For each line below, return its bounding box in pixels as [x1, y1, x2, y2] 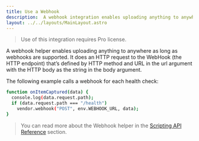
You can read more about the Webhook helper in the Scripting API [20, 122, 182, 129]
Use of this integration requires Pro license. [20, 36, 127, 43]
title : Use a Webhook [6, 8, 60, 15]
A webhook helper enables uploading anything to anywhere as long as [6, 47, 178, 55]
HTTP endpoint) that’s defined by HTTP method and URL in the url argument [6, 60, 192, 67]
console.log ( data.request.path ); [11, 95, 94, 101]
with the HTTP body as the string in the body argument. [6, 66, 142, 73]
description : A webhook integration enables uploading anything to [6, 14, 179, 20]
